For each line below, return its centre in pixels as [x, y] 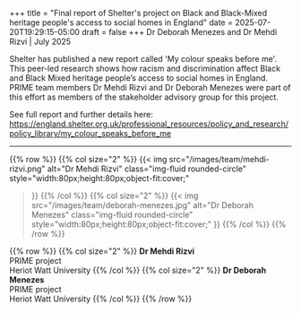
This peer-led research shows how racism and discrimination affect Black [145, 68]
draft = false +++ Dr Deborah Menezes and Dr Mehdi [180, 32]
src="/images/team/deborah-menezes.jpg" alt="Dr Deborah [142, 205]
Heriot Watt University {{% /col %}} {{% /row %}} [101, 299]
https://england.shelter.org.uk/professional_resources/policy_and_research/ [149, 124]
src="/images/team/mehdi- [219, 159]
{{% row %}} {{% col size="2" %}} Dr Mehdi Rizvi [102, 251]
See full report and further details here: [82, 114]
